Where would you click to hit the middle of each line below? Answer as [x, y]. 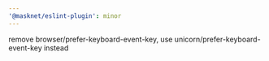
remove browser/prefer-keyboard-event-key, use [91, 39]
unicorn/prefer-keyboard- [218, 39]
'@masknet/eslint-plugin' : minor [65, 16]
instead [56, 48]
